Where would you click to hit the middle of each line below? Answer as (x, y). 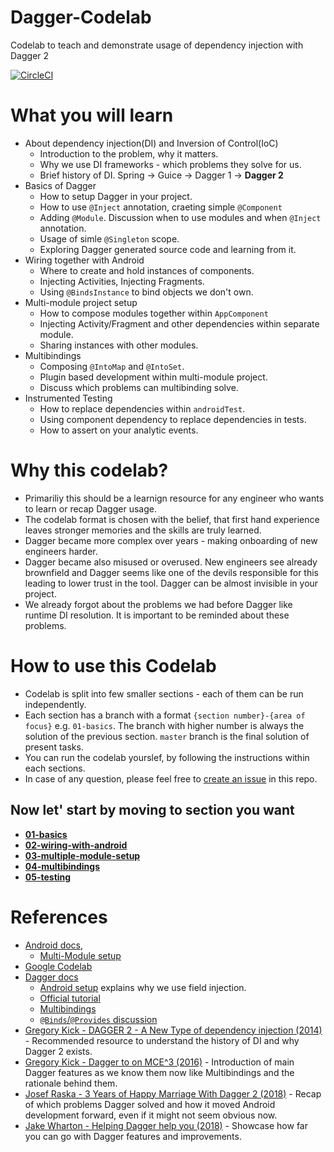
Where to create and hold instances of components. (147, 270)
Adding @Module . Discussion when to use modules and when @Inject (180, 217)
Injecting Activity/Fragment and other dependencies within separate (179, 323)
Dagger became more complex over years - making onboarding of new (171, 540)
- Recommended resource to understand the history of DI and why (162, 1040)
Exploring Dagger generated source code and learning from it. (168, 249)
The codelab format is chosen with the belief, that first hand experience (172, 519)
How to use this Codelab (113, 666)
